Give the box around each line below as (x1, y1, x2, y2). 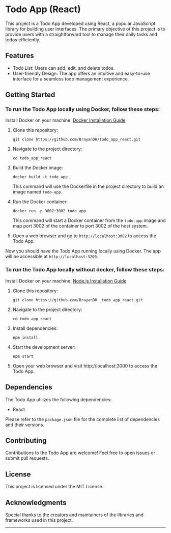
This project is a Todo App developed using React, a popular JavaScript (5, 20, 156, 26)
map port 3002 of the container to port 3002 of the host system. (12, 223, 149, 229)
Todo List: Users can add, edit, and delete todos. (12, 65, 115, 71)
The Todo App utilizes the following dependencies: (5, 396, 112, 403)
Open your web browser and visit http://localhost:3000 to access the (12, 362, 158, 369)
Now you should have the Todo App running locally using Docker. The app (5, 248, 161, 254)
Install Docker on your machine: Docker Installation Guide (5, 117, 126, 123)
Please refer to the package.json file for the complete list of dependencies (5, 416, 160, 422)
